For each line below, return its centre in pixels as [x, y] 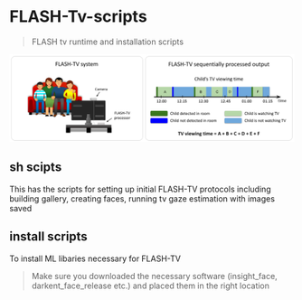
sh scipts [36, 168]
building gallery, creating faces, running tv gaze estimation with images [142, 198]
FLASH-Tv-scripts [78, 17]
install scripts [48, 237]
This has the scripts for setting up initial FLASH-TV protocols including [140, 189]
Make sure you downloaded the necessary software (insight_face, [154, 276]
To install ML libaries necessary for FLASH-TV [95, 258]
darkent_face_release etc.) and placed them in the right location [150, 286]
